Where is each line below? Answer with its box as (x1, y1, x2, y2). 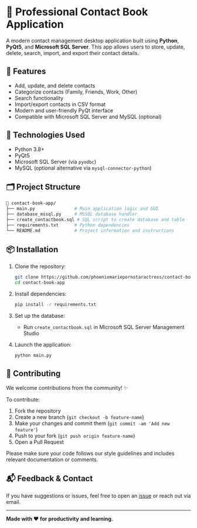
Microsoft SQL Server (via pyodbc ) (14, 158, 97, 165)
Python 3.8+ (14, 146, 45, 153)
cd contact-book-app (14, 280, 65, 286)
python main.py (14, 352, 52, 359)
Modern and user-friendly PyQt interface (14, 107, 113, 114)
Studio (23, 330, 39, 337)
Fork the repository (14, 407, 62, 414)
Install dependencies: (14, 290, 67, 297)
